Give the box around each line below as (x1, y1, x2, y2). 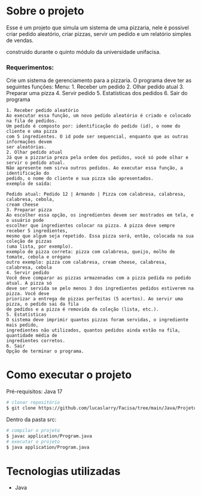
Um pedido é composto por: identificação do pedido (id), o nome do (6, 123, 181, 129)
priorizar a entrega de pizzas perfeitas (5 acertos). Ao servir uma (6, 296, 184, 302)
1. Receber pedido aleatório (6, 108, 79, 114)
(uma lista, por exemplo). (6, 244, 74, 249)
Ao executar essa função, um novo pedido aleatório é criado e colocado (6, 112, 191, 119)
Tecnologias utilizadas (6, 464, 121, 478)
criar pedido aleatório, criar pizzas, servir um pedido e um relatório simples (6, 30, 191, 37)
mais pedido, (6, 322, 39, 328)
